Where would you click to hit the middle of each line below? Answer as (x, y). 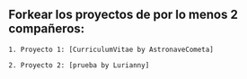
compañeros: (47, 29)
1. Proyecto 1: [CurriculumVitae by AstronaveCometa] (111, 49)
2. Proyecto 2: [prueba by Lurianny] (79, 65)
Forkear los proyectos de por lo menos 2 (123, 15)
